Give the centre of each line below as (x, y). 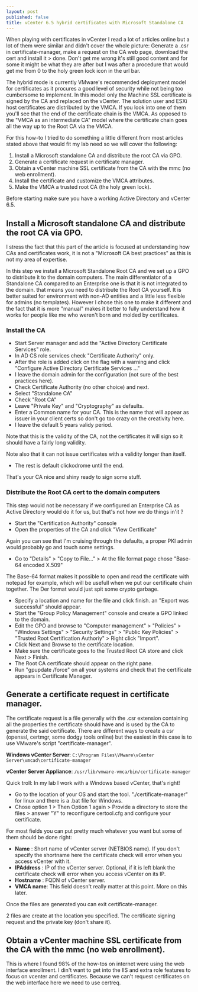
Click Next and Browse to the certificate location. (74, 644)
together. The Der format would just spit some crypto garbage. (82, 589)
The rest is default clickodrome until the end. (69, 466)
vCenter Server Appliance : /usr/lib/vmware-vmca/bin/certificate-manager (98, 771)
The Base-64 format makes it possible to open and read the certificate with (98, 576)
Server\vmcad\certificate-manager (49, 760)
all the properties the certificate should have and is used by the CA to (90, 724)
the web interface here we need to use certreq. (64, 983)
